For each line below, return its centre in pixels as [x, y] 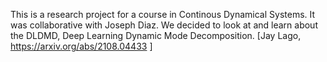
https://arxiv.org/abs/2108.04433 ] [81, 46]
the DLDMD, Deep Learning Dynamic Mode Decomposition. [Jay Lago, [156, 35]
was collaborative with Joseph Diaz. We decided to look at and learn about [164, 25]
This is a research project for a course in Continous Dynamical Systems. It [163, 14]
